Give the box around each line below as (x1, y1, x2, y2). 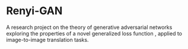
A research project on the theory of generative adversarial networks (6, 24, 173, 31)
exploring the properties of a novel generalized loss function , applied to (6, 30, 183, 37)
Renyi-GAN (6, 4, 63, 18)
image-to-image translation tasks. (6, 36, 89, 43)
